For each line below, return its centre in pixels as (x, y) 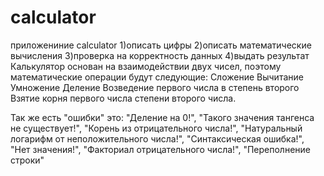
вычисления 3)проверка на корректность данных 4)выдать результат (160, 55)
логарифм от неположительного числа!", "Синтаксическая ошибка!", (157, 138)
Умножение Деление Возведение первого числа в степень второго (155, 87)
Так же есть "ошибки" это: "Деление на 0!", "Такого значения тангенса (162, 117)
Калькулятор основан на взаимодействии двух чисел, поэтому (146, 66)
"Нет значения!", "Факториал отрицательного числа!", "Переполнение (160, 149)
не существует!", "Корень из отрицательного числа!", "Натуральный (156, 128)
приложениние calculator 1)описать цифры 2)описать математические (161, 45)
